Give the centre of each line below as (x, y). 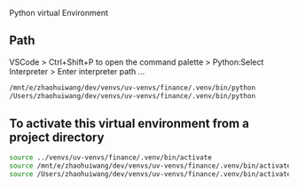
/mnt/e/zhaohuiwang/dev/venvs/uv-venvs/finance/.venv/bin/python (132, 88)
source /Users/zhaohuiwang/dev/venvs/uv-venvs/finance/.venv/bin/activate (150, 175)
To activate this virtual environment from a (129, 123)
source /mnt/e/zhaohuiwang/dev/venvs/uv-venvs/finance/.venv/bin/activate (150, 166)
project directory (57, 137)
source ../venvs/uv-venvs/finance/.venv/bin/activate (111, 158)
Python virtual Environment (59, 13)
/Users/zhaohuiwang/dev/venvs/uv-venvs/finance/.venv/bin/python (132, 96)
